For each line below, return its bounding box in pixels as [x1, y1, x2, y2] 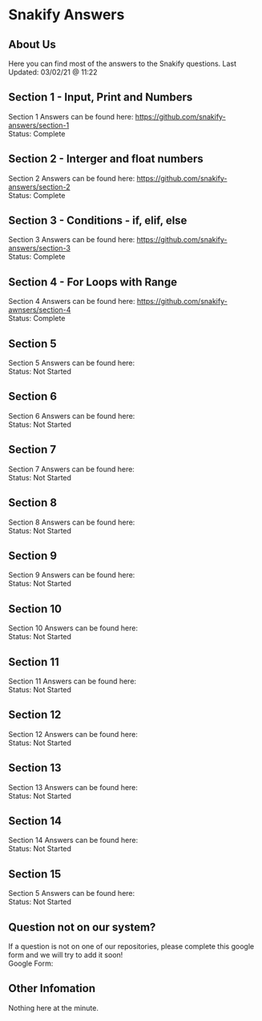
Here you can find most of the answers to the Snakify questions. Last [8, 59, 237, 68]
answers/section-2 [8, 182, 71, 192]
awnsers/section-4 [8, 305, 71, 314]
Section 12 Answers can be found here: [8, 729, 138, 739]
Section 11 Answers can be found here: [8, 676, 137, 686]
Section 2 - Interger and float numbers [8, 152, 204, 166]
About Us [8, 38, 56, 51]
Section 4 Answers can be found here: [8, 297, 135, 306]
